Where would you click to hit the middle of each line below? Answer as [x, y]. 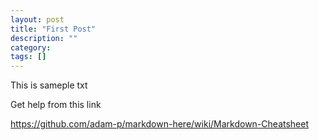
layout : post [37, 19]
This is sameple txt [49, 85]
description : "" [44, 38]
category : [31, 47]
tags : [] [28, 57]
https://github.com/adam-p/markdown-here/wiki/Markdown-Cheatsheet [160, 124]
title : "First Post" [53, 29]
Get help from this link [56, 105]
